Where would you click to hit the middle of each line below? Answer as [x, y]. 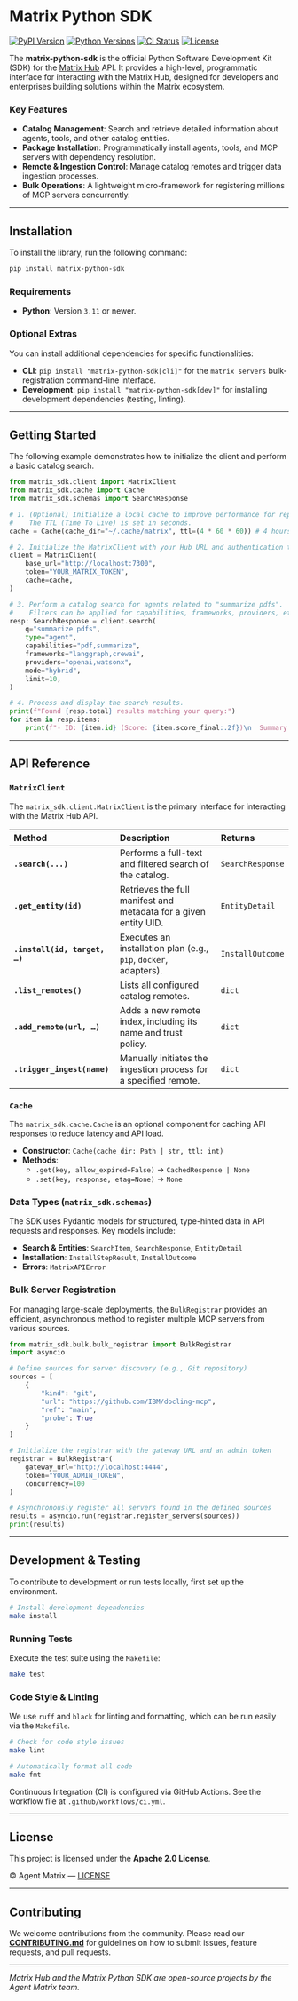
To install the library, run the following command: [98, 253]
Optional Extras [43, 334]
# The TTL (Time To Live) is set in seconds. [101, 523]
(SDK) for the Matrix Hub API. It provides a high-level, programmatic [133, 67]
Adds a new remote [160, 1010]
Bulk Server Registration [63, 1290]
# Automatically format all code [71, 1766]
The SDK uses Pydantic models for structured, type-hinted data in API [137, 1221]
